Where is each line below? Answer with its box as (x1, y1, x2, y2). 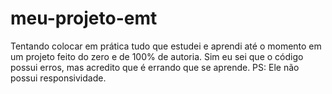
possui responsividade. (10, 72, 107, 84)
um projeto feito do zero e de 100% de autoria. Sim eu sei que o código (10, 50, 304, 62)
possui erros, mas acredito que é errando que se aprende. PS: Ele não (10, 61, 300, 73)
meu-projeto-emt (10, 7, 158, 30)
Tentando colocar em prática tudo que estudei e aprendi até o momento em (10, 40, 322, 52)
